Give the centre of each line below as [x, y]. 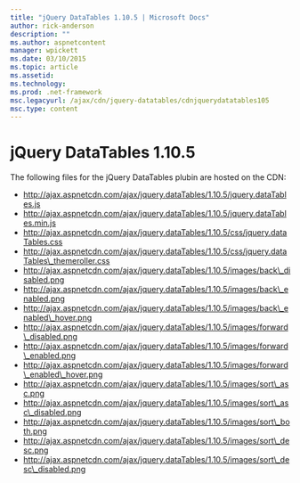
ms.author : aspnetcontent [58, 42]
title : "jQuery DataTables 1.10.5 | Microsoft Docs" [110, 17]
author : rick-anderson [52, 26]
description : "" [40, 34]
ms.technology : [38, 84]
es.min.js [40, 223]
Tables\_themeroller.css [66, 261]
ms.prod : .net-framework [56, 92]
